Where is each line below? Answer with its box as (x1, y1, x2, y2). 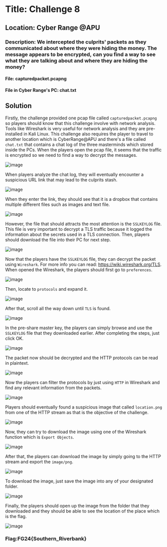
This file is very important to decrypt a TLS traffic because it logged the (5, 226, 152, 232)
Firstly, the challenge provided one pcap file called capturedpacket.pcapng (5, 115, 157, 121)
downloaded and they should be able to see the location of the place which (5, 508, 160, 514)
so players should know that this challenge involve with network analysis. (5, 120, 156, 126)
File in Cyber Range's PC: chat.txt (5, 87, 76, 93)
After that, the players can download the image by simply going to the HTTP (5, 453, 161, 459)
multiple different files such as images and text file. (5, 201, 110, 207)
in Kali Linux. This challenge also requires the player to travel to (23, 131, 154, 137)
